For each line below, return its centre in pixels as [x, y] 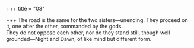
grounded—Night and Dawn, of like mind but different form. [79, 39]
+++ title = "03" [26, 9]
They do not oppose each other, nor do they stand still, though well [88, 33]
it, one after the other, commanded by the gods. [65, 26]
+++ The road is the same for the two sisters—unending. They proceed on [97, 20]
